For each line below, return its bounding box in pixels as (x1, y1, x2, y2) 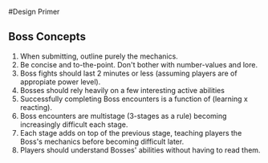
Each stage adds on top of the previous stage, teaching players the (19, 128, 242, 137)
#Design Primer (8, 7, 60, 16)
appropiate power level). (19, 76, 101, 87)
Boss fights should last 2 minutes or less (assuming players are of (19, 68, 238, 78)
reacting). (19, 102, 52, 112)
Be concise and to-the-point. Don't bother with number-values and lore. (19, 59, 258, 69)
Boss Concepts (8, 30, 87, 43)
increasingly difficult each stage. (19, 120, 128, 129)
